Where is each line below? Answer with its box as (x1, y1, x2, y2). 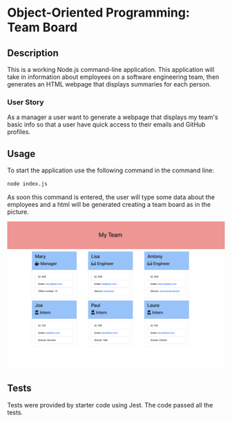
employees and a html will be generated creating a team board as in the (7, 200, 211, 208)
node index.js (7, 181, 48, 187)
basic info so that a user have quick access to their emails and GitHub (7, 120, 206, 129)
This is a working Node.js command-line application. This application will (7, 66, 215, 73)
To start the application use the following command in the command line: (7, 166, 214, 174)
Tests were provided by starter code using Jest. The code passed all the (7, 401, 213, 409)
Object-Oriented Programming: (7, 5, 190, 21)
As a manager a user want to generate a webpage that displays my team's (7, 113, 219, 122)
